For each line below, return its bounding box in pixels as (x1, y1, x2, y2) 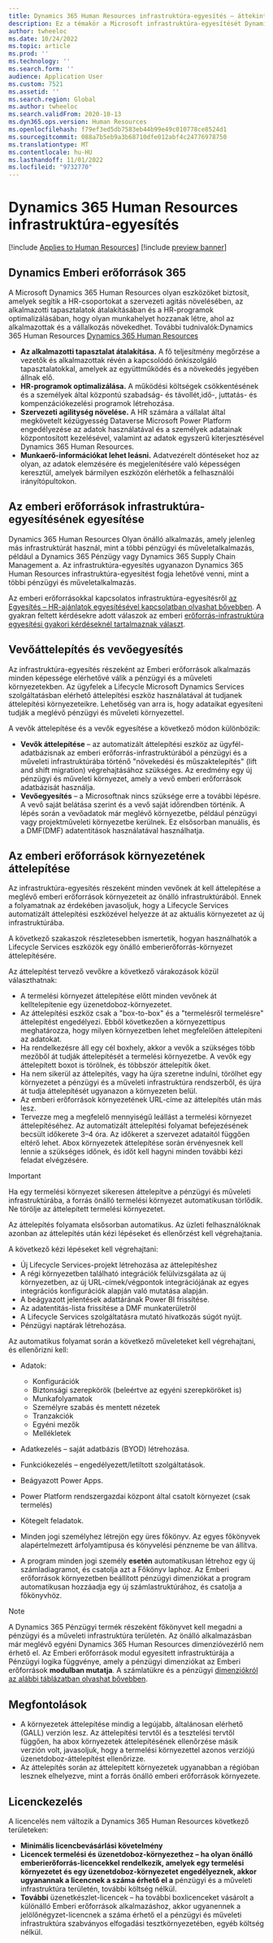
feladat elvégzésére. (19, 1155, 89, 1165)
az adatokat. (19, 1034, 63, 1044)
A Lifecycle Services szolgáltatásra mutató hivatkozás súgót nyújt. (19, 1312, 242, 1322)
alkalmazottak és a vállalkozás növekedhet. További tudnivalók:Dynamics (8, 322, 253, 332)
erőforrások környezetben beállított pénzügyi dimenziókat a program (19, 1574, 251, 1583)
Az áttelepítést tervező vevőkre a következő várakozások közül (8, 967, 219, 976)
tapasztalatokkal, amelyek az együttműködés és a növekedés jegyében (19, 364, 259, 373)
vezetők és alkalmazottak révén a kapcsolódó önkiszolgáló (19, 355, 217, 365)
